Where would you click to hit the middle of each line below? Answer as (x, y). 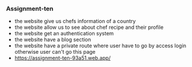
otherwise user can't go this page (55, 52)
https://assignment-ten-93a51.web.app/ (62, 58)
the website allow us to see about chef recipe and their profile (89, 27)
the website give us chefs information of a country (75, 21)
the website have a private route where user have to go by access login (100, 46)
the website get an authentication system (64, 33)
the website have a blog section (53, 40)
